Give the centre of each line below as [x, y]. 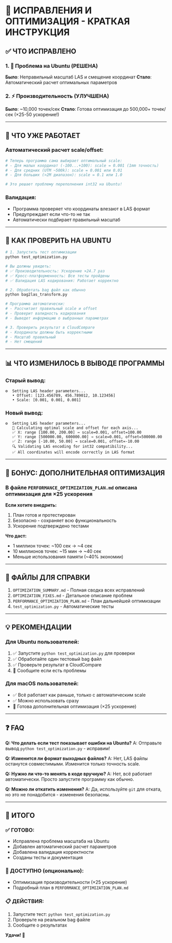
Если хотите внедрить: [31, 505]
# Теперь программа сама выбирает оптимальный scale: [64, 161]
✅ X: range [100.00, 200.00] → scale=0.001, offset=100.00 [77, 433]
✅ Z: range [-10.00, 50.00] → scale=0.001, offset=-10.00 [76, 441]
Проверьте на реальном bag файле [51, 919]
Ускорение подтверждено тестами [51, 526]
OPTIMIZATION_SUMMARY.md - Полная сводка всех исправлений [79, 590]
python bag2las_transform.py [36, 294]
